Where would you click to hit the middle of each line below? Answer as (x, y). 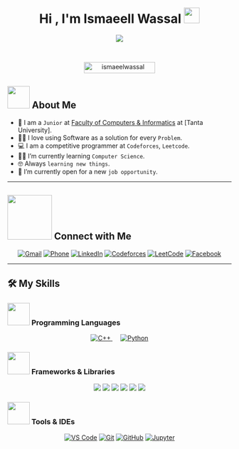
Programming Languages (76, 323)
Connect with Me (92, 237)
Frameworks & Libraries (73, 372)
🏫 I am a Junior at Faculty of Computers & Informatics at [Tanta (110, 122)
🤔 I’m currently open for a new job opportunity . (87, 171)
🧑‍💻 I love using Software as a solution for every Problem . (100, 137)
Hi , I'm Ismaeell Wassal (110, 19)
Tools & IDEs (53, 422)
